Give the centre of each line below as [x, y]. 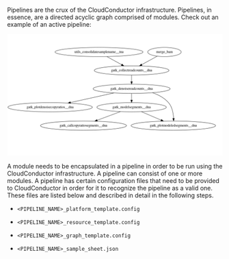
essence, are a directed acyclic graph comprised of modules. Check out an [113, 17]
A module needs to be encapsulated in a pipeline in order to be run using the [115, 166]
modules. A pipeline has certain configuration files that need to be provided [113, 180]
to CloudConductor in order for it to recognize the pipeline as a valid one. [110, 188]
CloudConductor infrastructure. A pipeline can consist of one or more [105, 173]
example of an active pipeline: [49, 24]
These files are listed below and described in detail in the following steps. [110, 195]
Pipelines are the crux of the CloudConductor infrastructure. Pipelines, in [109, 10]
